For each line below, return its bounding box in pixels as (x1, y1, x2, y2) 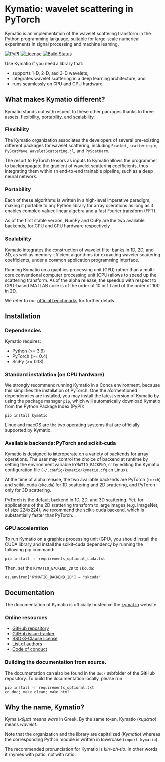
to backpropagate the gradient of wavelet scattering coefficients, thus (5, 163, 148, 169)
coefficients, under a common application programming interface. (5, 257, 140, 263)
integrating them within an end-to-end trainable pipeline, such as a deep (5, 168, 153, 174)
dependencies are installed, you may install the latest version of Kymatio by (5, 392, 159, 399)
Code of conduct (12, 646, 47, 652)
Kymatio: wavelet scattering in (5, 3, 134, 15)
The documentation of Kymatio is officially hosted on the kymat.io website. (5, 602, 158, 608)
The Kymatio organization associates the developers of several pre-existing (5, 137, 160, 143)
